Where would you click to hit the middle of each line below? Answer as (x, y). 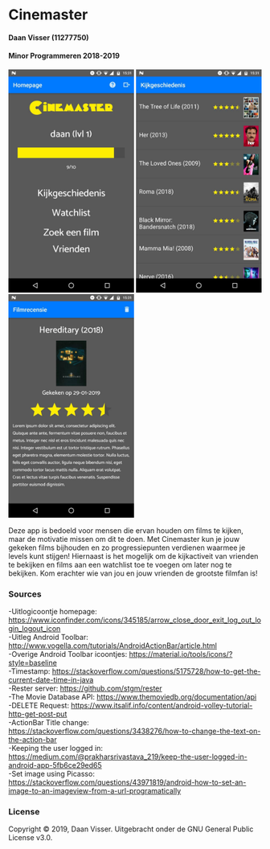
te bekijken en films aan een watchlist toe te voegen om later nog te (120, 564)
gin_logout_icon (35, 629)
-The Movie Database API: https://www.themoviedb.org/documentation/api (133, 697)
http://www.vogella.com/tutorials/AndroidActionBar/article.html (112, 646)
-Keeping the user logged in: (55, 749)
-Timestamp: (29, 671)
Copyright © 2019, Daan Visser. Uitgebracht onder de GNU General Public (131, 829)
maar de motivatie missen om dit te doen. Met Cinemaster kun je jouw (124, 539)
